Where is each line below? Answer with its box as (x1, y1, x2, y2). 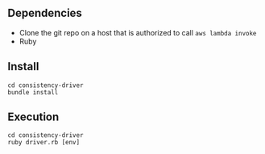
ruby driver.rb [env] (7, 139, 81, 147)
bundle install (7, 88, 59, 96)
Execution (7, 110, 60, 124)
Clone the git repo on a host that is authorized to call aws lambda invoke (19, 27, 257, 37)
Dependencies (7, 6, 82, 20)
